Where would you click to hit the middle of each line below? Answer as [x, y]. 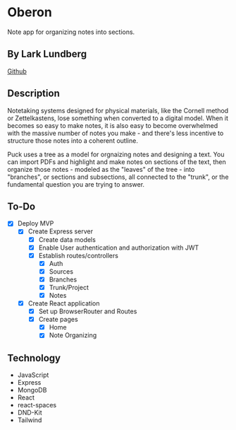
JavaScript [33, 375]
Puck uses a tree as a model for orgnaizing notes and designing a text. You [116, 154]
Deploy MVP [36, 223]
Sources [61, 271]
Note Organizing [73, 335]
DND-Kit [30, 413]
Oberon [30, 12]
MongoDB [32, 390]
